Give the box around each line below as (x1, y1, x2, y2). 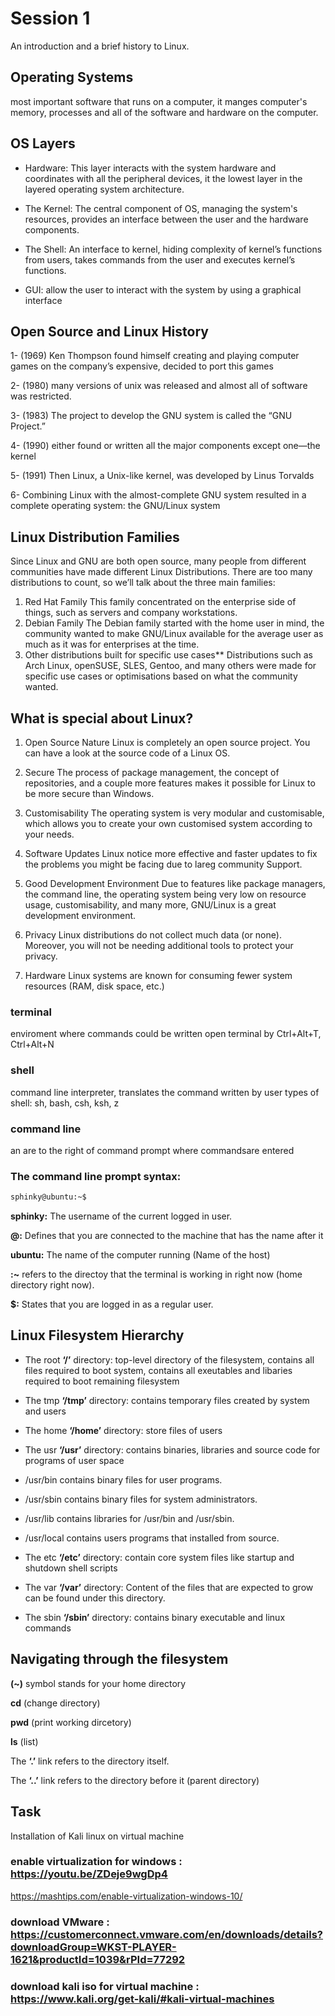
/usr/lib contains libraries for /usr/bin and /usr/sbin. (24, 1512, 235, 1524)
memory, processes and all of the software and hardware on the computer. (10, 106, 319, 118)
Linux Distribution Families (10, 528, 180, 546)
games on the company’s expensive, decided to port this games (10, 360, 274, 372)
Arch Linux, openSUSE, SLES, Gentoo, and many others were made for (24, 660, 317, 672)
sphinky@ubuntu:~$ (10, 1192, 87, 1202)
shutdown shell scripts (24, 1562, 118, 1574)
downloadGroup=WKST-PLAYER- (10, 1940, 177, 1954)
